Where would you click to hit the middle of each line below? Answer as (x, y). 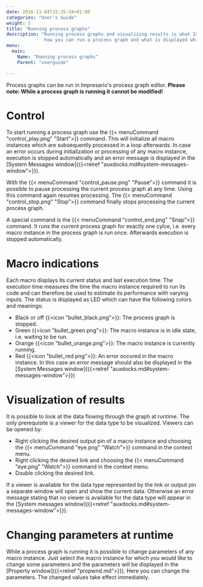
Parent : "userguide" (43, 62)
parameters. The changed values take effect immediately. (78, 577)
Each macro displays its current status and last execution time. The (90, 280)
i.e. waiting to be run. (41, 337)
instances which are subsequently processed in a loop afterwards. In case (99, 145)
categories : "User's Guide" (42, 18)
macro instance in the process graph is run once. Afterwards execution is (98, 233)
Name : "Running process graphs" (58, 57)
